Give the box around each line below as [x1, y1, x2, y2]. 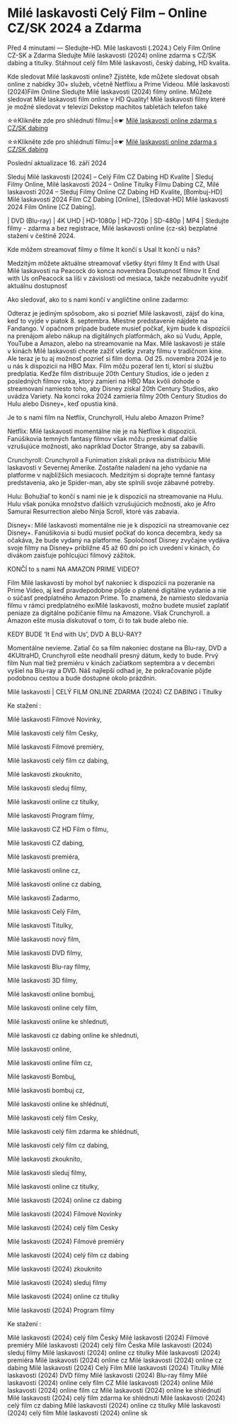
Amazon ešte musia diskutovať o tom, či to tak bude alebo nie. [7, 616, 189, 625]
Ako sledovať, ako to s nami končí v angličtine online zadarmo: [7, 295, 190, 304]
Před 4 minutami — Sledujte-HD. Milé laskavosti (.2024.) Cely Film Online [7, 43, 221, 52]
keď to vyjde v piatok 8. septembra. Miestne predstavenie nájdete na [7, 316, 208, 325]
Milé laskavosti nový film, [7, 935, 81, 943]
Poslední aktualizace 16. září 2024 [7, 158, 108, 167]
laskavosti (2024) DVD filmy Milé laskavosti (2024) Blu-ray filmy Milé [7, 1371, 207, 1379]
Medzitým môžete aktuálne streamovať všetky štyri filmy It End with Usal [7, 259, 220, 267]
